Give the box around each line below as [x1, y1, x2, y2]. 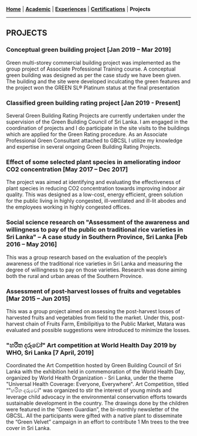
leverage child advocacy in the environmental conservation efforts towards [6, 394, 187, 401]
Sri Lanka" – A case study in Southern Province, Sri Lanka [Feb [6, 233, 188, 241]
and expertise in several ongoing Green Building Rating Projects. [6, 143, 162, 150]
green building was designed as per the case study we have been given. [6, 71, 181, 79]
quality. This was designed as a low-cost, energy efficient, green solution [6, 191, 184, 198]
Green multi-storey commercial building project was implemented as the [6, 59, 181, 66]
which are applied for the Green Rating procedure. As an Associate [6, 130, 168, 137]
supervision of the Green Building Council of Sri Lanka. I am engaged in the [6, 118, 188, 125]
